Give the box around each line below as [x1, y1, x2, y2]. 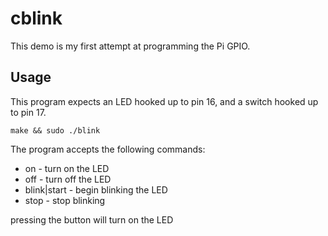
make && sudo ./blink [10, 125, 101, 136]
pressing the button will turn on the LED [10, 213, 174, 226]
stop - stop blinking [24, 194, 106, 206]
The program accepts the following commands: [10, 143, 206, 155]
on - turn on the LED [24, 162, 110, 174]
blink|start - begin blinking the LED [24, 183, 168, 196]
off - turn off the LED [24, 173, 112, 185]
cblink [10, 7, 63, 30]
